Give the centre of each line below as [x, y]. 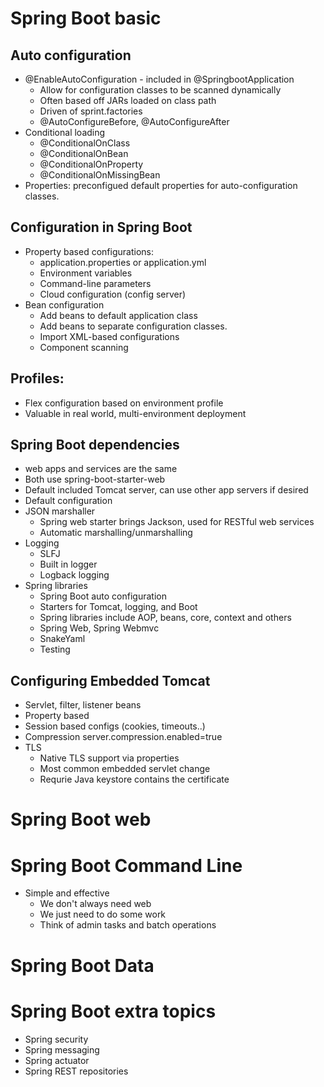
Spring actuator [57, 1060]
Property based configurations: [89, 251]
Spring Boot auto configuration [103, 596]
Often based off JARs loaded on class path [128, 100]
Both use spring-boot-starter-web [95, 479]
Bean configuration [64, 304]
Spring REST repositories [76, 1071]
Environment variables [86, 273]
